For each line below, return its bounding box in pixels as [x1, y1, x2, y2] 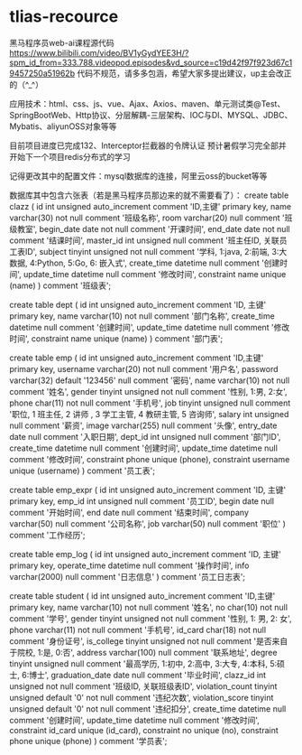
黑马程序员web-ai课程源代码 [9, 37, 114, 48]
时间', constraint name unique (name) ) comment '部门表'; [9, 332, 224, 344]
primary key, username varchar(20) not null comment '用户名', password [9, 363, 279, 374]
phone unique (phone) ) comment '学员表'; [9, 735, 168, 746]
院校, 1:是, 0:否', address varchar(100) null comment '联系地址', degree [16, 647, 278, 657]
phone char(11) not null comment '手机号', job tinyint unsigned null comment [9, 397, 291, 408]
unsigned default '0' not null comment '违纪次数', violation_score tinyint [9, 692, 274, 703]
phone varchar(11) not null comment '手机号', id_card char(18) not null [9, 624, 267, 635]
